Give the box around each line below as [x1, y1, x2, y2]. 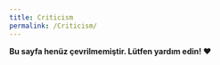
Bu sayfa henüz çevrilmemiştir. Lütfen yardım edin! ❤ [9, 45, 212, 56]
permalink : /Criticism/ [9, 21, 98, 30]
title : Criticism [9, 12, 74, 22]
